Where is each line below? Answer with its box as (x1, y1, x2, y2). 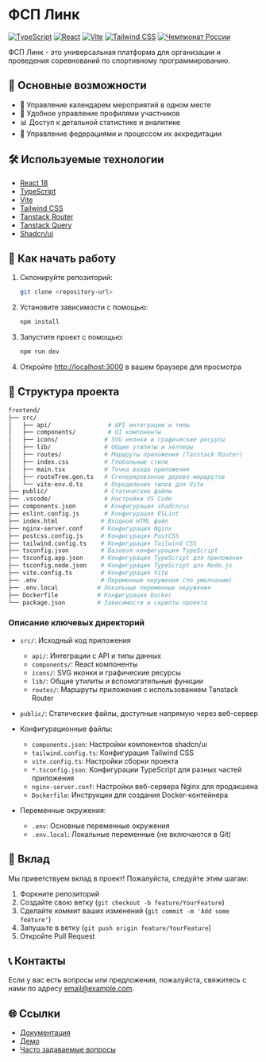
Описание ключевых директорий (8, 617, 145, 628)
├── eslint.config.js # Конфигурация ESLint (8, 510, 179, 518)
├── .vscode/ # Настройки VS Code (8, 495, 172, 503)
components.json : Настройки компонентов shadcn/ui (31, 739, 208, 749)
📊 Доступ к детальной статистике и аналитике (19, 117, 181, 126)
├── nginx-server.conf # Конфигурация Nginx (8, 524, 172, 532)
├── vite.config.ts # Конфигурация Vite (8, 569, 169, 578)
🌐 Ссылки (8, 1006, 61, 1020)
